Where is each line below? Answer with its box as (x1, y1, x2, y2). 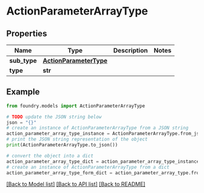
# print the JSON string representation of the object (6, 136, 148, 143)
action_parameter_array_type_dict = (6, 159, 99, 165)
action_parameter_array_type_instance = (6, 131, 110, 137)
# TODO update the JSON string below (6, 114, 102, 120)
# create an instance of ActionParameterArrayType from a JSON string (6, 125, 189, 131)
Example (6, 87, 40, 97)
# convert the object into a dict (6, 152, 94, 159)
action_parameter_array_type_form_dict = (6, 169, 113, 176)
